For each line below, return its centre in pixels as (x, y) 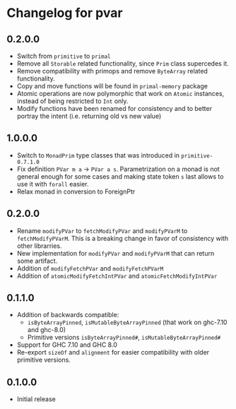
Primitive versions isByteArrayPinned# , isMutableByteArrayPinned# (124, 338)
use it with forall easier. (53, 184)
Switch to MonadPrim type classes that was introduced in (98, 155)
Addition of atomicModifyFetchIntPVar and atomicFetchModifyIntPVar (117, 275)
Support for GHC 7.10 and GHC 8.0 (67, 345)
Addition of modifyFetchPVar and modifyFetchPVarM (90, 268)
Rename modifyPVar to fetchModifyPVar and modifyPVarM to (102, 230)
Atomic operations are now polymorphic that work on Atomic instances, (120, 94)
